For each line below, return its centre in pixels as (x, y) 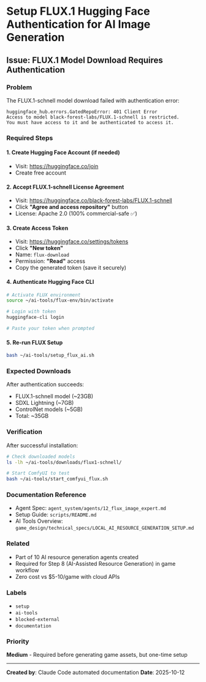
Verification (25, 432)
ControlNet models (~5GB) (49, 409)
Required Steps (30, 138)
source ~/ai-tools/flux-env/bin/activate (60, 300)
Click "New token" (39, 248)
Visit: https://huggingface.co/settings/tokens (72, 241)
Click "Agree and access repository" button (72, 207)
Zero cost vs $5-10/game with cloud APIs (67, 576)
